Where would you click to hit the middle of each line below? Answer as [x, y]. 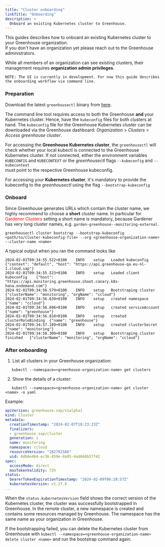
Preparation [20, 94]
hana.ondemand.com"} [26, 286]
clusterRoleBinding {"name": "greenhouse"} [51, 320]
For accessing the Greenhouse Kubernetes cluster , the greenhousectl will [81, 145]
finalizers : [22, 429]
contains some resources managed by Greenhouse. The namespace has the [82, 513]
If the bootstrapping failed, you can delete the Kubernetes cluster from [77, 528]
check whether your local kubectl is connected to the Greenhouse [72, 150]
